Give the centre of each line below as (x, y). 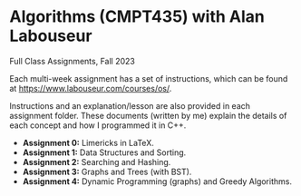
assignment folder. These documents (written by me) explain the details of (148, 115)
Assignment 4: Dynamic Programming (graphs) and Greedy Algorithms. (157, 181)
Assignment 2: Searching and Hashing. (97, 162)
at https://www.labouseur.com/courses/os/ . (91, 88)
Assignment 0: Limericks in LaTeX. (88, 142)
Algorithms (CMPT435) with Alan (137, 17)
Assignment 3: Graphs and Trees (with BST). (107, 171)
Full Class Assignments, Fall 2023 (73, 61)
